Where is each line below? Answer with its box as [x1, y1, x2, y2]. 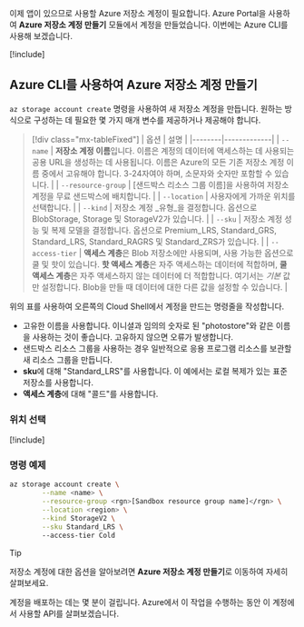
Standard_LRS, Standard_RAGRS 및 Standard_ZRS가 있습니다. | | [31, 235, 270, 247]
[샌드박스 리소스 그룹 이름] [132, 179, 227, 190]
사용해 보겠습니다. [9, 31, 74, 41]
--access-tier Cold [42, 531, 116, 540]
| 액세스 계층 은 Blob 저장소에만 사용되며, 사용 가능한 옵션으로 [78, 247, 294, 258]
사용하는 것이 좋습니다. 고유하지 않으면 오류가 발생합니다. [32, 331, 234, 343]
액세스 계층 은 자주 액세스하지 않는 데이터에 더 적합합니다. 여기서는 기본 [31, 270, 281, 281]
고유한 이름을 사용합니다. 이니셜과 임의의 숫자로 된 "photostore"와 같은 [22, 320, 274, 331]
